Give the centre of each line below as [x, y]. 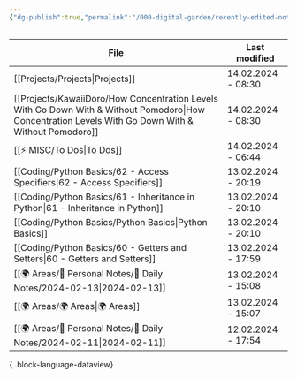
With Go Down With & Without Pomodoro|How [109, 110]
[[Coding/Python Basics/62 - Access [91, 171]
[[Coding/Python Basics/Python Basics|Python [110, 222]
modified [255, 58]
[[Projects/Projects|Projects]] [75, 79]
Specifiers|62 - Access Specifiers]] [88, 182]
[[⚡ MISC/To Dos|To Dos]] [68, 150]
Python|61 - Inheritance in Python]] [88, 208]
